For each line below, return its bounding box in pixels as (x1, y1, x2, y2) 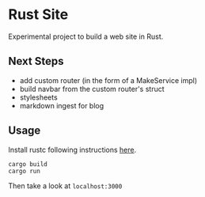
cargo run (8, 167, 41, 175)
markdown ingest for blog (19, 100, 104, 110)
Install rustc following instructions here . (8, 145, 137, 154)
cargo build (8, 160, 47, 168)
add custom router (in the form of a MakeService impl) (19, 75, 198, 85)
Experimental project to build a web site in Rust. (8, 32, 164, 41)
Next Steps (8, 55, 64, 68)
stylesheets (19, 93, 58, 102)
